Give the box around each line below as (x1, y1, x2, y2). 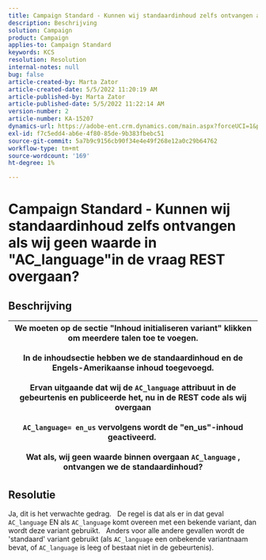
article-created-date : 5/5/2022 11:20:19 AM (8, 85, 158, 94)
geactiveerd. (108, 432, 157, 443)
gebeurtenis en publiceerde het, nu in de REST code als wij (19, 392, 247, 403)
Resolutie (8, 488, 56, 501)
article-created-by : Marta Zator (8, 78, 119, 86)
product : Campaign (8, 33, 69, 42)
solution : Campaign (8, 26, 73, 34)
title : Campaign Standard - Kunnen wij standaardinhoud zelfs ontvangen (8, 11, 253, 20)
